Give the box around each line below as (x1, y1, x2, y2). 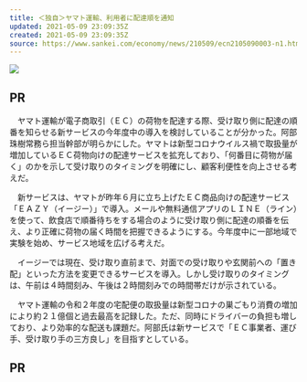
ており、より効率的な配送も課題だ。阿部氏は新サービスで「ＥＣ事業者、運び (9, 322, 297, 334)
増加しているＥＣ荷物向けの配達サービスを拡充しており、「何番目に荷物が (9, 150, 285, 161)
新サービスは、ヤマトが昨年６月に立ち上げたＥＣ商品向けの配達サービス (16, 192, 290, 203)
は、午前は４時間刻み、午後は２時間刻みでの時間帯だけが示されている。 (9, 280, 281, 291)
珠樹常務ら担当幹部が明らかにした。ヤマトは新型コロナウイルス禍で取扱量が (9, 138, 298, 149)
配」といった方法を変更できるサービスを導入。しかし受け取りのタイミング (9, 269, 290, 280)
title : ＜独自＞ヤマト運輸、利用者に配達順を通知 (9, 13, 175, 23)
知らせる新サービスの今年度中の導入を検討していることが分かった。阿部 (25, 127, 298, 138)
